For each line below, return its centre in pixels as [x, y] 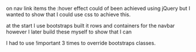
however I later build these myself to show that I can [69, 32]
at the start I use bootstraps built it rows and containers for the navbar [91, 26]
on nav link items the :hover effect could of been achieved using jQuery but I [98, 8]
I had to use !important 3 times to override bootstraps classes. [81, 43]
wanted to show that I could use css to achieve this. [68, 14]
